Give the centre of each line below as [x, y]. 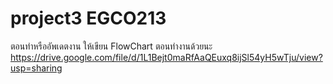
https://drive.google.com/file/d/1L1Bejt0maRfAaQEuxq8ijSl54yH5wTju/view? [166, 57]
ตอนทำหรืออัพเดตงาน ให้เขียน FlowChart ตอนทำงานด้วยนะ [111, 46]
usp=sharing [36, 68]
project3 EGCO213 [88, 18]
